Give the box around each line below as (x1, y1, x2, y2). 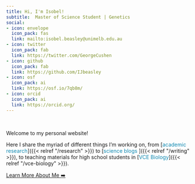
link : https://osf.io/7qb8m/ (11, 86, 83, 91)
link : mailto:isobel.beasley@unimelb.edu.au (11, 36, 123, 42)
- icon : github (6, 58, 44, 64)
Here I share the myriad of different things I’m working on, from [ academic (6, 141, 187, 148)
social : (6, 19, 25, 25)
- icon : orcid (6, 91, 41, 97)
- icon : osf (6, 74, 35, 80)
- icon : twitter (6, 42, 46, 48)
